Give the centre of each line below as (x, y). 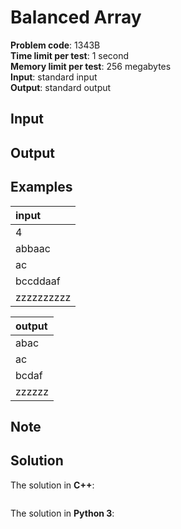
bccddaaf (38, 281)
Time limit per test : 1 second (70, 55)
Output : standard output (61, 87)
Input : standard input (54, 77)
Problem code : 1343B (55, 45)
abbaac (33, 248)
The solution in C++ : (52, 485)
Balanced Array (76, 17)
